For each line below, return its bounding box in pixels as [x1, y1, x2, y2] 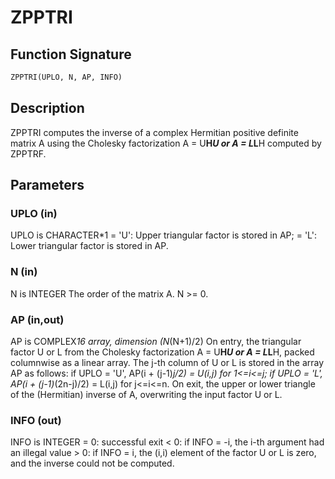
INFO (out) [10, 413, 62, 427]
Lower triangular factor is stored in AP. [10, 240, 169, 252]
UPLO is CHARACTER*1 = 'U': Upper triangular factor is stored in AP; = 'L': [10, 229, 317, 241]
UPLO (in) [10, 207, 58, 220]
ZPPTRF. [10, 147, 47, 160]
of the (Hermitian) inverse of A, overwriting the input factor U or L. [10, 388, 283, 400]
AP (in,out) [10, 312, 65, 326]
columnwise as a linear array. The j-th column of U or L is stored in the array [10, 356, 325, 368]
